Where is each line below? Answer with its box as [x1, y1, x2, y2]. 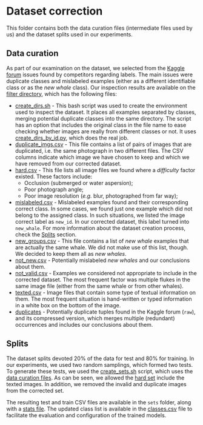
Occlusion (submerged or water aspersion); [24, 179, 133, 186]
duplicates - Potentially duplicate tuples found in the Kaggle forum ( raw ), [15, 308, 196, 315]
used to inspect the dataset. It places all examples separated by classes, [15, 108, 196, 116]
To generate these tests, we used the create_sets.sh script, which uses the [6, 367, 193, 375]
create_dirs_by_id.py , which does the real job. [15, 134, 129, 141]
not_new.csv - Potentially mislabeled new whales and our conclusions [15, 256, 190, 264]
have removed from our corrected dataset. [15, 159, 122, 167]
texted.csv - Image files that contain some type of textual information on [15, 289, 196, 296]
